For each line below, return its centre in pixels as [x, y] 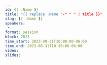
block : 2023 [17, 37]
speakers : [15, 23]
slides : [13, 55]
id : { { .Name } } [22, 10]
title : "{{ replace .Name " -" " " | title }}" [54, 14]
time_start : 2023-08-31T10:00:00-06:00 [46, 42]
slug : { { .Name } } [24, 19]
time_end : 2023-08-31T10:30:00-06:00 [44, 46]
